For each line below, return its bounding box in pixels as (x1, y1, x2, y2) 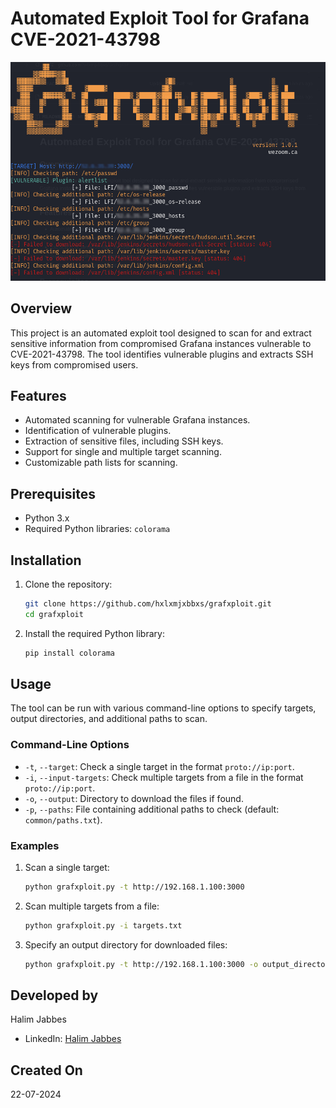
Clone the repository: (24, 578, 113, 590)
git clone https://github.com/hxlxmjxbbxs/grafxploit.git (24, 598, 272, 609)
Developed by (10, 987, 99, 1004)
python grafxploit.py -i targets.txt (24, 920, 183, 931)
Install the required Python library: (24, 627, 165, 639)
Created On (10, 1062, 83, 1079)
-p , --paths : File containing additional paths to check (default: (24, 803, 280, 815)
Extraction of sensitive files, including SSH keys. (24, 435, 224, 447)
